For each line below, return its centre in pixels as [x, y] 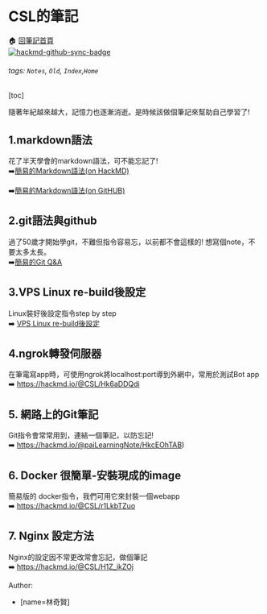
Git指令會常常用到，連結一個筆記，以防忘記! [81, 435]
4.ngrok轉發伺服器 [55, 353]
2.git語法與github [53, 221]
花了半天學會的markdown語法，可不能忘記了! [83, 160]
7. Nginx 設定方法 [51, 536]
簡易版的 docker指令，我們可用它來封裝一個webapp [94, 496]
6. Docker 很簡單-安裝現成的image [95, 475]
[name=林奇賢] [45, 602]
